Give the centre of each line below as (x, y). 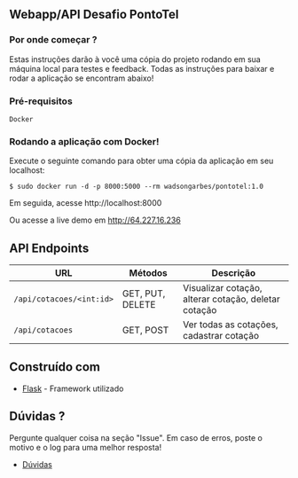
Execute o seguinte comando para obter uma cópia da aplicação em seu (141, 161)
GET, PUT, (144, 294)
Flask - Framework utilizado (73, 388)
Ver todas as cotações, (231, 325)
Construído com (55, 367)
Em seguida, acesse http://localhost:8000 (86, 203)
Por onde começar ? (53, 40)
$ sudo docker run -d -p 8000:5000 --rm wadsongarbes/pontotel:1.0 (137, 187)
